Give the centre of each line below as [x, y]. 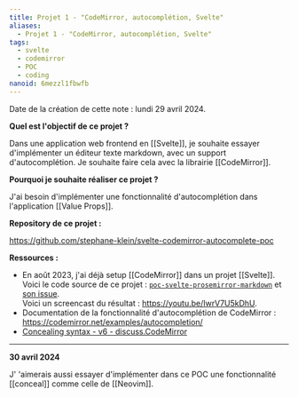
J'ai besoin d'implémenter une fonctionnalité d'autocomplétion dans [133, 196]
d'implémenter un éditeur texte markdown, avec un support [118, 153]
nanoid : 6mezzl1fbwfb [49, 83]
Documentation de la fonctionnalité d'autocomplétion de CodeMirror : [149, 313]
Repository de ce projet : [55, 223]
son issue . [41, 293]
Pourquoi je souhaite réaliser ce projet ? [84, 179]
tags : [19, 42]
